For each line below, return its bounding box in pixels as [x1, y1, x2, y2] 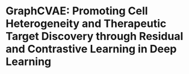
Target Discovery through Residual [5, 30, 184, 43]
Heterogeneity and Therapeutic [5, 17, 167, 30]
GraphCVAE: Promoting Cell [5, 4, 148, 18]
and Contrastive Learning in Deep [5, 42, 177, 56]
